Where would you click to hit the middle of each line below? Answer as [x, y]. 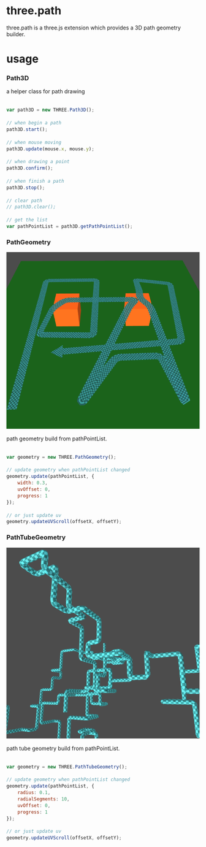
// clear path [25, 201]
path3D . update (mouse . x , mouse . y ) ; [51, 149]
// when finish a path [35, 181]
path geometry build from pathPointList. [57, 439]
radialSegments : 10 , [44, 799]
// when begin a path [34, 123]
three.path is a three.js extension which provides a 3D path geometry [93, 28]
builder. [16, 34]
